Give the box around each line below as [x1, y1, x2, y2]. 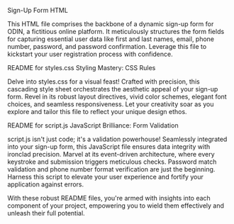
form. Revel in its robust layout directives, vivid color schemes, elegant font [7, 92, 227, 101]
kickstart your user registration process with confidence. [7, 50, 173, 58]
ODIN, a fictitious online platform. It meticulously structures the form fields [7, 28, 225, 35]
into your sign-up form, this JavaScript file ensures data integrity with [7, 142, 211, 151]
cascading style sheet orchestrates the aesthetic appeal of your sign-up [7, 85, 218, 93]
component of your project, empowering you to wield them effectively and [7, 201, 225, 210]
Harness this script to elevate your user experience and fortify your [7, 173, 204, 181]
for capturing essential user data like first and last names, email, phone [7, 35, 215, 43]
